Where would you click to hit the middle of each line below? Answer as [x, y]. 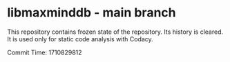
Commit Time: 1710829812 [45, 52]
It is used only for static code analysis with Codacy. [80, 39]
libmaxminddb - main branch [92, 13]
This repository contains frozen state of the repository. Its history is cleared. [115, 32]
